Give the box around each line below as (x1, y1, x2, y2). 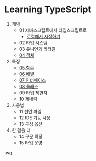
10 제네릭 (19, 96, 38, 102)
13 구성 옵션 (19, 121, 43, 127)
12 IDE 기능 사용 (19, 114, 51, 121)
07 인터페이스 (19, 77, 46, 83)
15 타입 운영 (19, 139, 43, 146)
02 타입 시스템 (19, 39, 48, 46)
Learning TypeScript (4, 4, 92, 15)
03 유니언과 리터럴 (19, 46, 56, 52)
